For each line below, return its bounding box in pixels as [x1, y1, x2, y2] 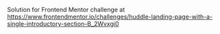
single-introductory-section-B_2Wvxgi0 [7, 20, 119, 27]
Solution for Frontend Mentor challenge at [7, 6, 125, 13]
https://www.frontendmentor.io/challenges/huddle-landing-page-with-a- [7, 13, 213, 21]
